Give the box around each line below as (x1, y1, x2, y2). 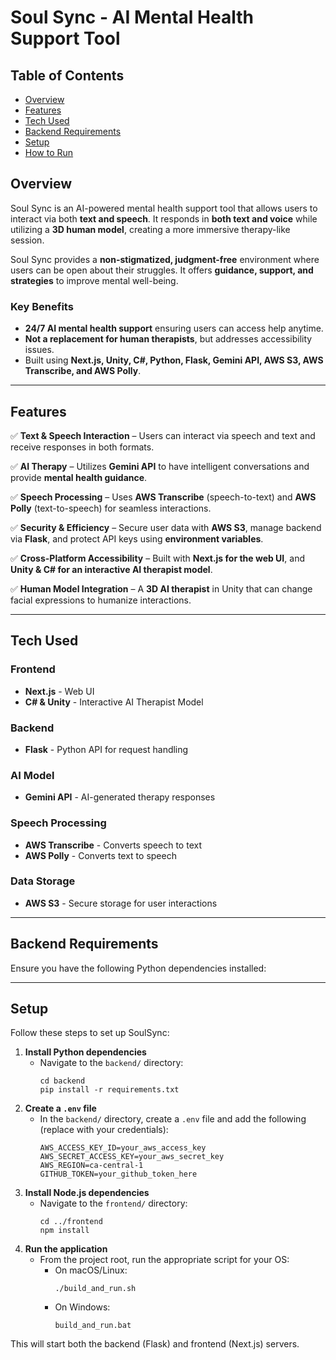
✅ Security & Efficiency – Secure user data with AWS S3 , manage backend (10, 521, 322, 533)
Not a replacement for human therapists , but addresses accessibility (24, 333, 313, 345)
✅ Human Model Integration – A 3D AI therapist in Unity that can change (10, 582, 313, 595)
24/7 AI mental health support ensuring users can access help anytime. (24, 322, 324, 335)
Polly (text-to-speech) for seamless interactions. (10, 502, 212, 514)
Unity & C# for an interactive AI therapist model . (10, 563, 213, 575)
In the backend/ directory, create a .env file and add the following (39, 1113, 307, 1125)
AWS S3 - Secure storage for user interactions (24, 897, 218, 909)
